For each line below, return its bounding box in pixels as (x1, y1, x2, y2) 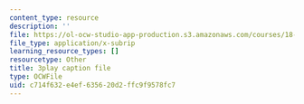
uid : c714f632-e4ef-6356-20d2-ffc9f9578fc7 (9, 80, 176, 90)
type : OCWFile (9, 72, 63, 81)
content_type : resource (9, 13, 100, 23)
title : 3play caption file (9, 64, 111, 73)
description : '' (9, 22, 71, 31)
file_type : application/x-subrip (9, 38, 136, 48)
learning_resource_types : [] (9, 47, 119, 56)
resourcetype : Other (9, 55, 88, 64)
